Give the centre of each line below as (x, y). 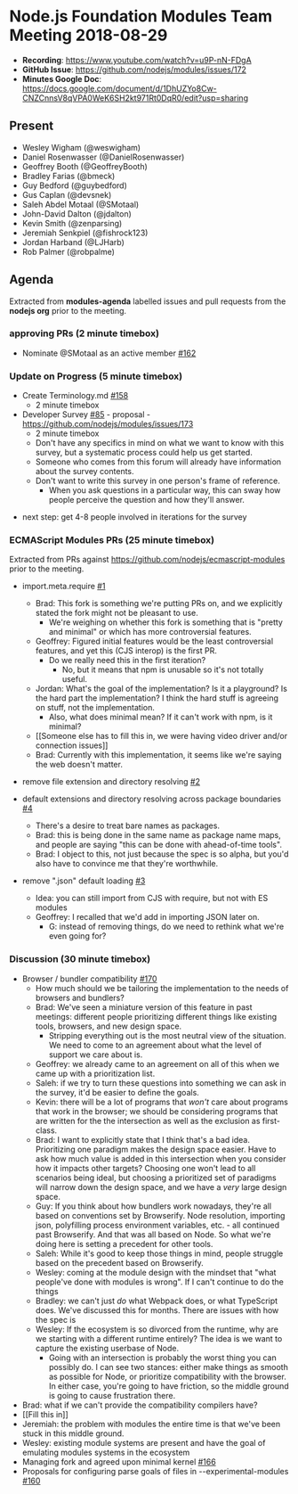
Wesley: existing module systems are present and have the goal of (144, 1442)
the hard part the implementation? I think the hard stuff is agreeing (157, 698)
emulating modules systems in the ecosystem (106, 1452)
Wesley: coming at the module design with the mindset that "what (156, 1272)
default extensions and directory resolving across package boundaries (152, 799)
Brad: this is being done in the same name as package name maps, (158, 835)
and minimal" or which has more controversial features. (150, 632)
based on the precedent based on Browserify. (120, 1262)
